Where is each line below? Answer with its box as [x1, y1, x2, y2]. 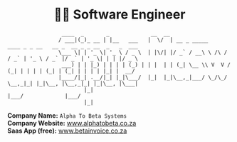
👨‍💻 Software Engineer [53, 6, 186, 23]
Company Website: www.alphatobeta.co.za [7, 118, 137, 127]
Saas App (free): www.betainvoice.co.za [7, 126, 127, 135]
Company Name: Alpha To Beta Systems [7, 111, 127, 120]
